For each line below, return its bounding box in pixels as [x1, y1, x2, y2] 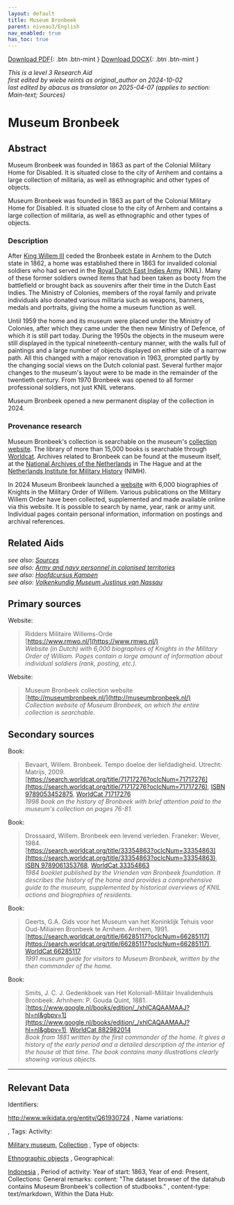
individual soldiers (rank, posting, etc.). [24, 659, 137, 667]
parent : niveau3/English [8, 23, 80, 30]
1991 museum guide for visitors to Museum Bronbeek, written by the [24, 954, 220, 963]
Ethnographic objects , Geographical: [8, 1154, 115, 1162]
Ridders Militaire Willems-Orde [24, 630, 113, 638]
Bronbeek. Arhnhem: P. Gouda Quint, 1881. [24, 996, 147, 1004]
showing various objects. [24, 1055, 97, 1063]
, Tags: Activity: [8, 1127, 53, 1136]
